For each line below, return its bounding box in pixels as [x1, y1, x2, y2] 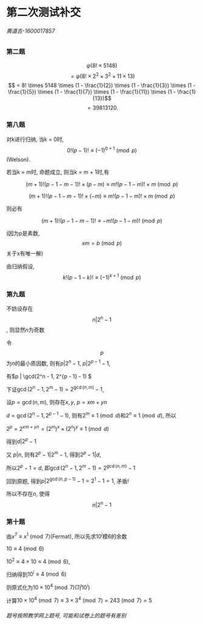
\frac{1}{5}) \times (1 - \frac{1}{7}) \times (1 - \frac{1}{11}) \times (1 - [8, 88, 176, 96]
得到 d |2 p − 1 [6, 436, 36, 445]
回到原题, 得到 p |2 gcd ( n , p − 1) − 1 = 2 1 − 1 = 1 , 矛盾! [6, 476, 129, 484]
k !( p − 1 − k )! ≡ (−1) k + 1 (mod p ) [62, 273, 141, 281]
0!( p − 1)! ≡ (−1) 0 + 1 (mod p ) [66, 145, 138, 154]
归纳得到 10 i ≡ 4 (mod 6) [6, 570, 67, 578]
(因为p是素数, [6, 229, 40, 237]
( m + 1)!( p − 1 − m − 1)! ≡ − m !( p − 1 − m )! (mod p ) [41, 217, 163, 225]
